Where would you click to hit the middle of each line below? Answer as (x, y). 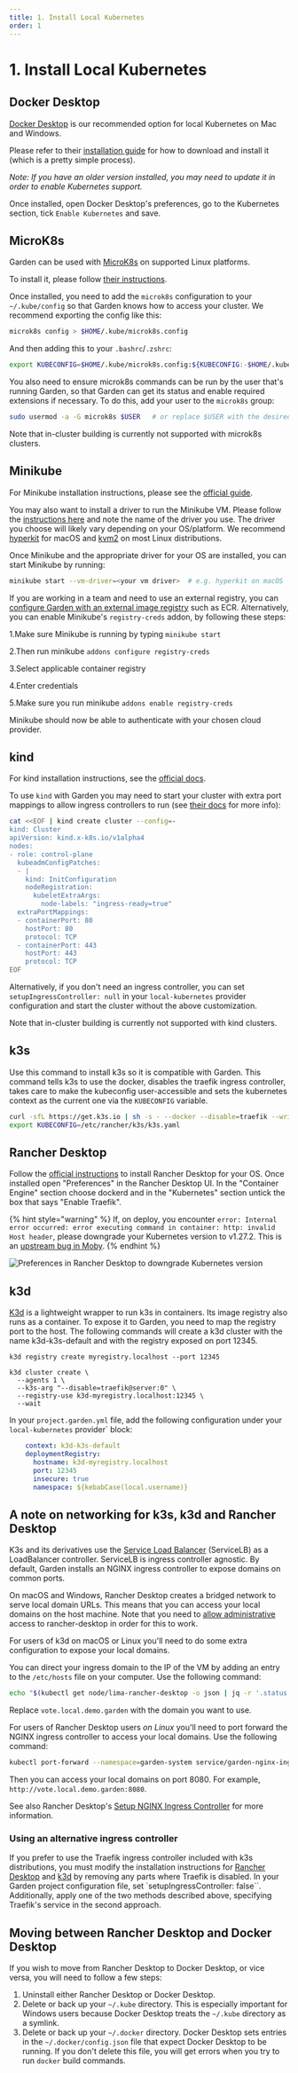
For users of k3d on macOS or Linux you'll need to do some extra (129, 1641)
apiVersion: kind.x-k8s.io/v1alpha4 (77, 838)
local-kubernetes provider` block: (71, 1430)
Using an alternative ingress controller (94, 1838)
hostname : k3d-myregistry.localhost (100, 1462)
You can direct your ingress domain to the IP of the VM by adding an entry (145, 1667)
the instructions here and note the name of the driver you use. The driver (142, 519)
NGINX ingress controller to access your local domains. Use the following (143, 1737)
